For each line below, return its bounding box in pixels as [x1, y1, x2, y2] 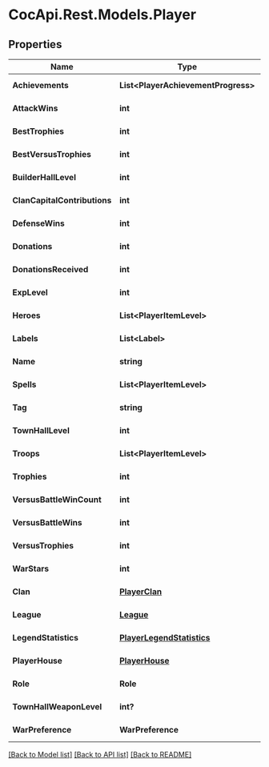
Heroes [12, 310, 41, 321]
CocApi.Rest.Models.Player [8, 6, 197, 24]
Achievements [12, 80, 70, 90]
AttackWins [12, 102, 58, 114]
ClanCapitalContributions [12, 195, 112, 206]
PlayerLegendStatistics [118, 632, 211, 643]
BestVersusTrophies [12, 149, 92, 159]
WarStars [12, 563, 50, 574]
